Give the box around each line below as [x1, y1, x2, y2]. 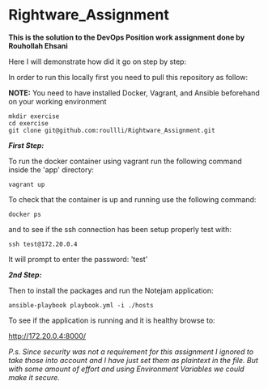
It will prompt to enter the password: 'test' [8, 254, 148, 264]
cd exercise [8, 119, 49, 127]
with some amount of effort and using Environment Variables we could [8, 364, 245, 374]
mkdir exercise [8, 112, 60, 121]
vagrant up [8, 180, 45, 188]
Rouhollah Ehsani [8, 40, 69, 50]
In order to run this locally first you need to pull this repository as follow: [8, 72, 249, 82]
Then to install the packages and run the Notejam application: [8, 285, 214, 295]
